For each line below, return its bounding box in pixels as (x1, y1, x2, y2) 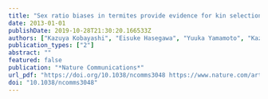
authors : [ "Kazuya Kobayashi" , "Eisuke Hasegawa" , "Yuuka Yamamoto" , (8, 34, 245, 42)
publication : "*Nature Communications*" (8, 64, 145, 72)
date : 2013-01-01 (8, 19, 66, 27)
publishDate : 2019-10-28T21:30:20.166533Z (8, 26, 152, 34)
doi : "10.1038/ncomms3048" (8, 78, 98, 86)
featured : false (8, 57, 62, 65)
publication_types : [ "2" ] (8, 42, 94, 49)
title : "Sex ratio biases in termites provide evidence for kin (8, 11, 227, 20)
